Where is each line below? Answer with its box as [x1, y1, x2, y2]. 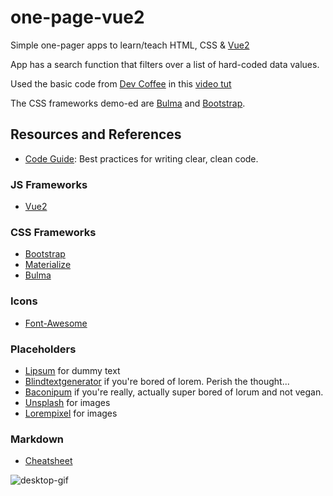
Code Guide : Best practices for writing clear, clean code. [24, 152, 259, 165]
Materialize [24, 259, 72, 271]
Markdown [10, 432, 64, 446]
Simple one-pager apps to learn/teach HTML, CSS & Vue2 [10, 39, 250, 51]
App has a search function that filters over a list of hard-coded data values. [10, 58, 320, 70]
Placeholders [10, 342, 77, 356]
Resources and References [10, 126, 182, 143]
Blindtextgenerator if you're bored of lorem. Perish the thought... [24, 375, 290, 387]
